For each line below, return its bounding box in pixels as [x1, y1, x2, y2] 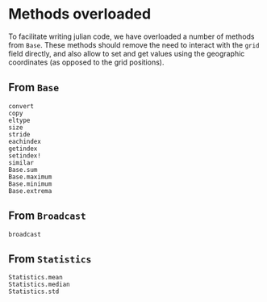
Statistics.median [8, 280, 70, 289]
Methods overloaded [8, 5, 152, 23]
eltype [8, 116, 31, 124]
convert [8, 102, 35, 110]
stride [8, 130, 31, 138]
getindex [8, 145, 38, 153]
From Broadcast [8, 209, 86, 223]
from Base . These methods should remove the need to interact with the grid [8, 40, 260, 49]
